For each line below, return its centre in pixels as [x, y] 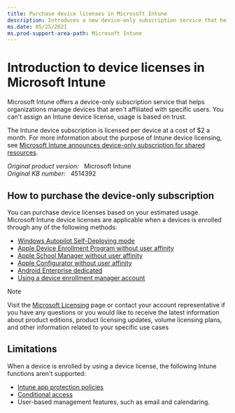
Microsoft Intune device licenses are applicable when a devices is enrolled [114, 220]
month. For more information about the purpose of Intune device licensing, [115, 138]
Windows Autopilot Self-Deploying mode [76, 241]
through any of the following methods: [62, 227]
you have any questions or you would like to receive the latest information [113, 312]
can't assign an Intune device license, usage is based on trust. [97, 117]
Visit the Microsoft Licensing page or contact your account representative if [116, 305]
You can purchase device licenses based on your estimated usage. [104, 212]
